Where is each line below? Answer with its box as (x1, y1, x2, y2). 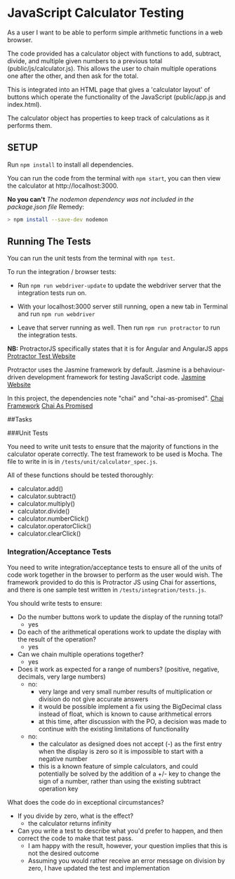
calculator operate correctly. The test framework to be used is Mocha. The (7, 450, 223, 458)
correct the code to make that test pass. (17, 834, 133, 842)
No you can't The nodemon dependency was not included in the (7, 195, 194, 203)
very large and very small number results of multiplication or (38, 687, 213, 696)
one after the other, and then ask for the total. (7, 72, 139, 80)
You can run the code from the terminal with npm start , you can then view (7, 174, 221, 182)
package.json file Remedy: (7, 202, 85, 211)
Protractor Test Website (7, 352, 76, 360)
